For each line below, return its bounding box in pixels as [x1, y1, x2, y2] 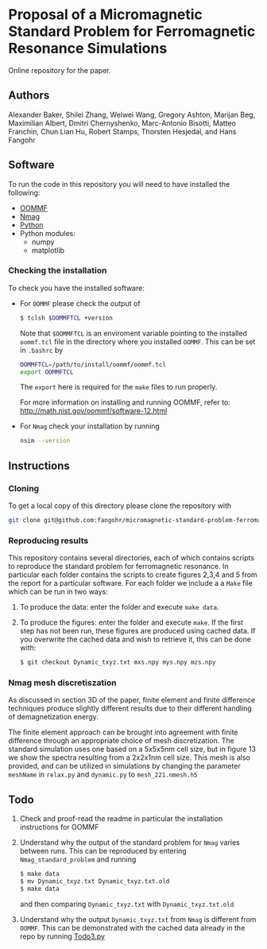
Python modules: [19, 228, 75, 238]
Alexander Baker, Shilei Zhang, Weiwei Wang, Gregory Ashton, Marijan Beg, [8, 110, 256, 119]
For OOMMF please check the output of [19, 298, 141, 308]
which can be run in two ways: [8, 587, 109, 597]
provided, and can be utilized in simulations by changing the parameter [8, 761, 241, 771]
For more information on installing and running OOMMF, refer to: [19, 397, 230, 407]
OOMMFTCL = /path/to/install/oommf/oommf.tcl [19, 360, 167, 369]
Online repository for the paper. [8, 65, 111, 75]
